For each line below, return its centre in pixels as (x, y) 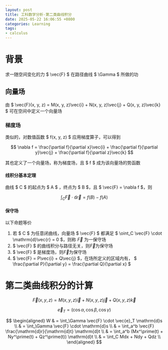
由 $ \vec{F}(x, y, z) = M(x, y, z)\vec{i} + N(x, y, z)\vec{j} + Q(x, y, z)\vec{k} (83, 105)
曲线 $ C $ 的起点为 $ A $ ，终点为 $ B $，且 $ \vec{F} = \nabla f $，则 (79, 187)
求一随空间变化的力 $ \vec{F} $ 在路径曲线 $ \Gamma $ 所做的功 (72, 74)
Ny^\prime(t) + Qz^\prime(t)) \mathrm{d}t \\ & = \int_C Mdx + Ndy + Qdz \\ (84, 336)
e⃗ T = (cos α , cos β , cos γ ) (84, 310)
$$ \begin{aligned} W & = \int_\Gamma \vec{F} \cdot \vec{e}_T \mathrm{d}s (84, 320)
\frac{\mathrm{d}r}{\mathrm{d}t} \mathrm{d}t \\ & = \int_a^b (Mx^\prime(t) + (84, 331)
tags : (11, 29)
